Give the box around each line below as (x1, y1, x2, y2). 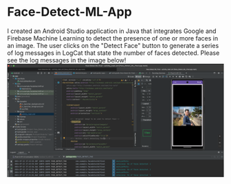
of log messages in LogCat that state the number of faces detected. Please (7, 49, 220, 57)
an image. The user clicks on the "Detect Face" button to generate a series (7, 41, 219, 49)
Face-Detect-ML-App (7, 4, 132, 20)
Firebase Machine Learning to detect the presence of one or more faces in (7, 34, 219, 42)
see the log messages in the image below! (7, 56, 126, 64)
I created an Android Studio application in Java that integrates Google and (7, 27, 217, 35)
